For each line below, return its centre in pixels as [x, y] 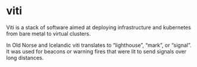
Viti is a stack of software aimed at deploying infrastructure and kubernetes [99, 27]
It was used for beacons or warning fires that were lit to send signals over [96, 51]
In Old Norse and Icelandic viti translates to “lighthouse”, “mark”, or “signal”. [99, 45]
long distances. [25, 58]
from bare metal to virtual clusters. [49, 33]
